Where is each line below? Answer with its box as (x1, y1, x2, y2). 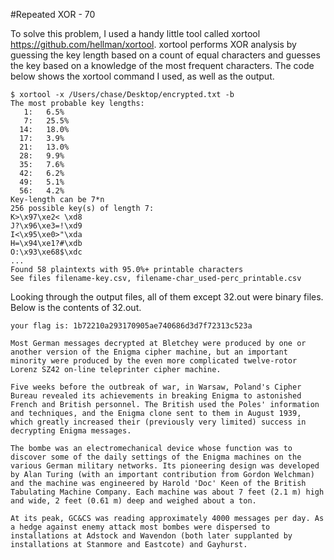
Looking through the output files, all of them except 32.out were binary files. (10, 291, 324, 303)
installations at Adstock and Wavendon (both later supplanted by (10, 531, 293, 541)
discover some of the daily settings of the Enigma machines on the (10, 452, 302, 462)
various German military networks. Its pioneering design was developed (10, 461, 320, 471)
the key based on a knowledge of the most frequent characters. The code (10, 60, 315, 71)
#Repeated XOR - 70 (10, 9, 96, 20)
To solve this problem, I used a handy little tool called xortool (10, 28, 261, 39)
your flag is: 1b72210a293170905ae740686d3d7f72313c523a (10, 321, 253, 331)
